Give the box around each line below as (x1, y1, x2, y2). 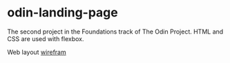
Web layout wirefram (7, 48, 67, 56)
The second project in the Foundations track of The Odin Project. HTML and (7, 27, 224, 36)
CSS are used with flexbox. (7, 34, 84, 42)
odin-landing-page (7, 5, 119, 21)
